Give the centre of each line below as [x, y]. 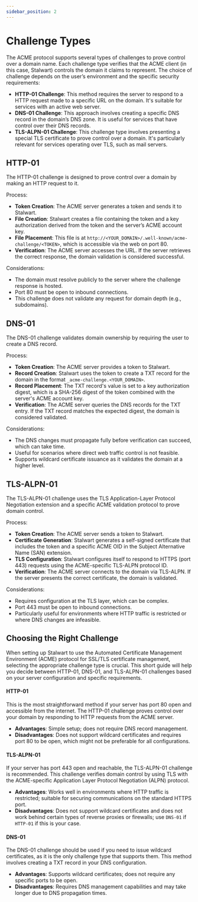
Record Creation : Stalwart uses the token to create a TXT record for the [102, 373]
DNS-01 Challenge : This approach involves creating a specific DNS [97, 113]
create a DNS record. [32, 344]
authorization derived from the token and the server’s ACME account [98, 225]
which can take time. [40, 447]
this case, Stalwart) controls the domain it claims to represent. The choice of [99, 70]
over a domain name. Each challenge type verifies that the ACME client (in [96, 63]
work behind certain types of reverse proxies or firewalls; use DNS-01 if [100, 817]
